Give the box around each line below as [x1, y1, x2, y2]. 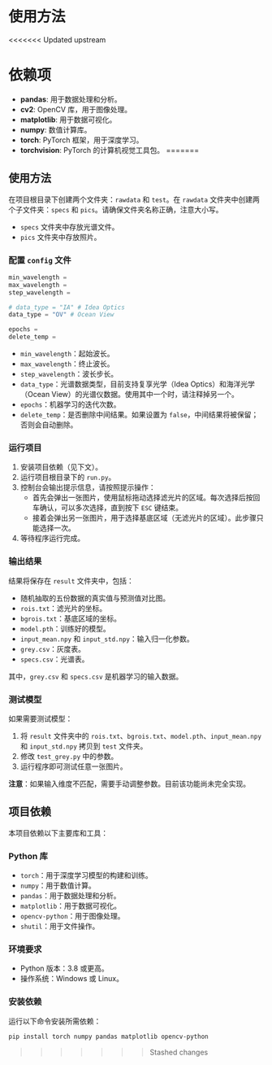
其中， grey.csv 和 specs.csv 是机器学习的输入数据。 [8, 671, 183, 681]
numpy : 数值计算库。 [19, 124, 92, 134]
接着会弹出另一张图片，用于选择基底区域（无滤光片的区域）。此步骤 [32, 513, 257, 523]
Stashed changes [149, 1047, 209, 1057]
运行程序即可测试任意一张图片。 [19, 762, 127, 771]
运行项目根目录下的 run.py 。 [19, 473, 116, 482]
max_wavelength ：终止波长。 [19, 359, 115, 369]
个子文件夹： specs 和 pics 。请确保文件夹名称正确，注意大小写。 [8, 204, 223, 214]
